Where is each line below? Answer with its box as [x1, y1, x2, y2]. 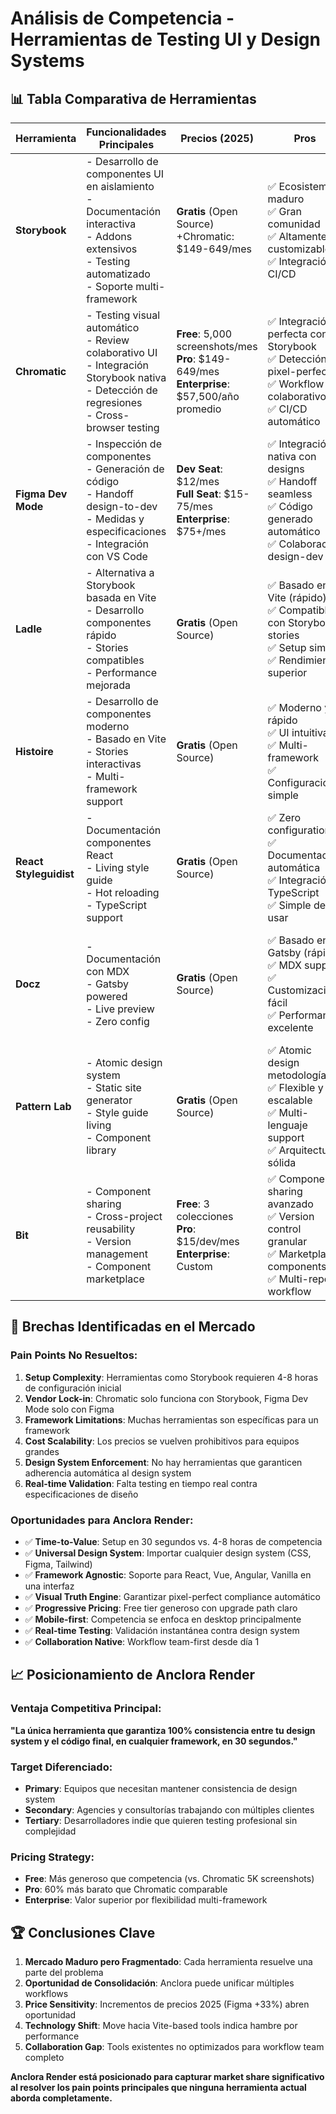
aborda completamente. [10, 2092, 113, 2104]
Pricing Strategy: [10, 1850, 95, 1864]
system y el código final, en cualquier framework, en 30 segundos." [10, 1735, 298, 1747]
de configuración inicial [24, 1382, 122, 1394]
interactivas [86, 757, 142, 771]
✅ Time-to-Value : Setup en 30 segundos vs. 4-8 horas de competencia [24, 1535, 323, 1547]
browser [86, 421, 126, 434]
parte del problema [24, 1967, 104, 1979]
